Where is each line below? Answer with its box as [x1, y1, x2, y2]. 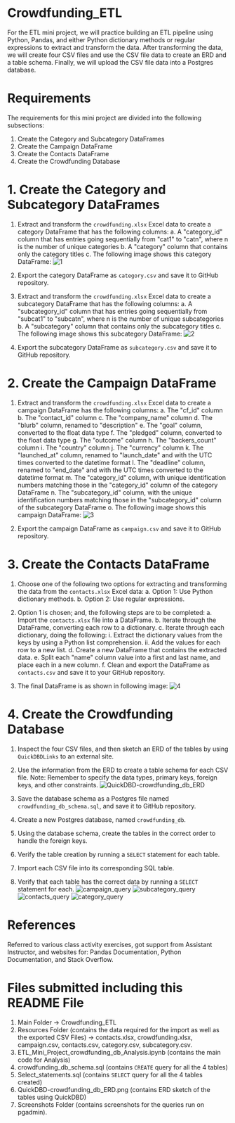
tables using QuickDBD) [17, 1093, 87, 1101]
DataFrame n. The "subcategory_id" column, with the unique [17, 488, 193, 497]
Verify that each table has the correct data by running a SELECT [17, 877, 199, 886]
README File [7, 994, 84, 1010]
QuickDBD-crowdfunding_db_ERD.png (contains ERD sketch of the [17, 1085, 210, 1093]
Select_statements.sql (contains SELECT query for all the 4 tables [17, 1070, 203, 1079]
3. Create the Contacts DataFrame [7, 556, 210, 572]
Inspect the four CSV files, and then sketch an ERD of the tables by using [17, 744, 229, 753]
